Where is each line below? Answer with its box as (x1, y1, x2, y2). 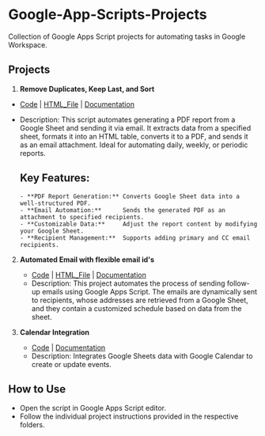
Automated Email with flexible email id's (19, 255, 154, 264)
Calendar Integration (19, 327, 89, 337)
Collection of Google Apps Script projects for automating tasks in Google (8, 32, 246, 41)
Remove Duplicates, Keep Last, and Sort (19, 84, 155, 93)
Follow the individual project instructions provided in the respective (19, 411, 239, 421)
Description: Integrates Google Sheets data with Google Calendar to (31, 351, 253, 361)
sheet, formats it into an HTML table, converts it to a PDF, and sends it (19, 131, 248, 141)
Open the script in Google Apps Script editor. (19, 404, 166, 413)
